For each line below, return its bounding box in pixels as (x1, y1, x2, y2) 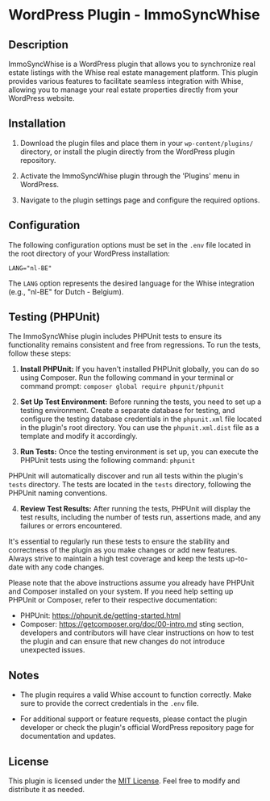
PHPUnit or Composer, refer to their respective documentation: (8, 595, 218, 605)
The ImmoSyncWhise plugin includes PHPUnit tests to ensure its (8, 332, 222, 341)
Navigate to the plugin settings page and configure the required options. (19, 195, 260, 205)
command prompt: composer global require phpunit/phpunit (19, 382, 224, 391)
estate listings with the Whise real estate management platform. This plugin (8, 68, 259, 77)
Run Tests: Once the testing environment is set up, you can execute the (19, 447, 260, 457)
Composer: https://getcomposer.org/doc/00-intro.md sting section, (19, 620, 244, 629)
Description (8, 38, 69, 52)
